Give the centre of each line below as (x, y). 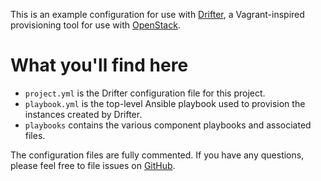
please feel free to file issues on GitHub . (93, 165)
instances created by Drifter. (83, 114)
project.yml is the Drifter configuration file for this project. (145, 93)
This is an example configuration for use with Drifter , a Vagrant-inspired (157, 14)
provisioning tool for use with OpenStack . (95, 25)
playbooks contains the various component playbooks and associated (168, 125)
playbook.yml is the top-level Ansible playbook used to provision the (165, 103)
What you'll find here (99, 65)
